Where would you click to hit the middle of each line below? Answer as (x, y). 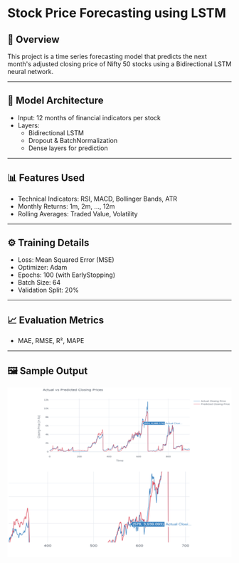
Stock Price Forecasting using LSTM (117, 13)
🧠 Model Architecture (56, 101)
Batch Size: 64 (39, 283)
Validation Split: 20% (48, 290)
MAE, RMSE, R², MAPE (51, 341)
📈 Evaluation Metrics (56, 320)
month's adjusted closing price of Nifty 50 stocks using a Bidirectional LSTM (119, 64)
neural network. (31, 72)
